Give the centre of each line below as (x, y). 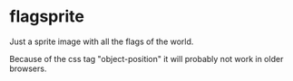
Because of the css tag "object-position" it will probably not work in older (146, 58)
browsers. (28, 68)
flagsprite (47, 17)
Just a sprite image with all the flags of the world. (102, 41)
